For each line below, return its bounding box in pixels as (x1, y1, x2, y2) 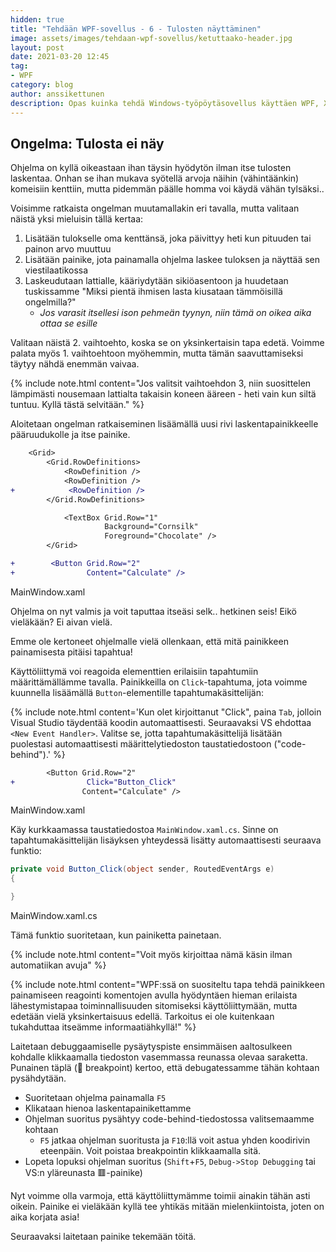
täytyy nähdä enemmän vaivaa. (10, 358, 140, 370)
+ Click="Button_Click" (10, 777, 177, 787)
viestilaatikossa (24, 264, 89, 276)
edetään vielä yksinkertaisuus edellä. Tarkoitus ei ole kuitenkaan (10, 1011, 275, 1023)
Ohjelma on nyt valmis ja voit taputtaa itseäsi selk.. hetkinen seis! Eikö (10, 605, 297, 617)
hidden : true (10, 14, 65, 25)
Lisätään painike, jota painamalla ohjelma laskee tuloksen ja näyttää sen (24, 254, 321, 266)
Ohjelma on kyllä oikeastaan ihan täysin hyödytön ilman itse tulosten (10, 162, 292, 174)
